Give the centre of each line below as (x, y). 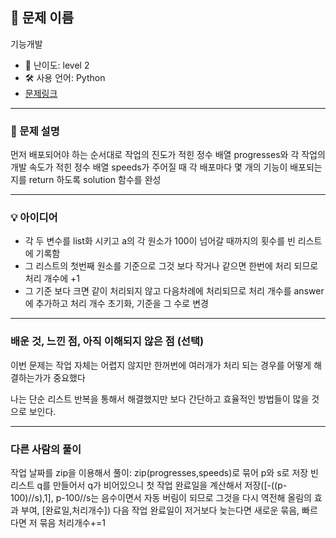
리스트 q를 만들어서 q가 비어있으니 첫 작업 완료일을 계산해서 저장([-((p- (149, 485)
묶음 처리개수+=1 (72, 522)
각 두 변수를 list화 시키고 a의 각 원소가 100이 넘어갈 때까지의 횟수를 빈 (160, 241)
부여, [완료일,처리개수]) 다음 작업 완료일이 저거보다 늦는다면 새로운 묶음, (160, 510)
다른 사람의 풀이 (46, 449)
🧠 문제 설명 (35, 131)
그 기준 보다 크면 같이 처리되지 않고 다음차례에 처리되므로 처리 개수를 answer (174, 291)
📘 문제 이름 (42, 18)
